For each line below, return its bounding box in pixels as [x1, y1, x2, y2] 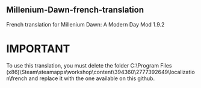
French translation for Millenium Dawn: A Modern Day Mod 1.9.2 [6, 20, 165, 28]
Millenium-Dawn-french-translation [6, 5, 144, 15]
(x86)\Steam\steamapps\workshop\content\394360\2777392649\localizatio [6, 68, 196, 75]
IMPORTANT [6, 42, 70, 55]
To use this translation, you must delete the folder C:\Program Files [6, 61, 172, 69]
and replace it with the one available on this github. [28, 75, 155, 82]
